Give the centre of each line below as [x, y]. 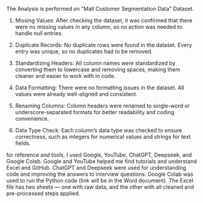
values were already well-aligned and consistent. [76, 94]
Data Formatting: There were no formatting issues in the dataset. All [100, 88]
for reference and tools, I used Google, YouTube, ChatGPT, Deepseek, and [99, 155]
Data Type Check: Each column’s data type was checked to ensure [98, 130]
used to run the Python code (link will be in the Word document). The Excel [100, 180]
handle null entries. [39, 33]
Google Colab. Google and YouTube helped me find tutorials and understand [101, 161]
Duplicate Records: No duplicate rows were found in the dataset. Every [103, 45]
